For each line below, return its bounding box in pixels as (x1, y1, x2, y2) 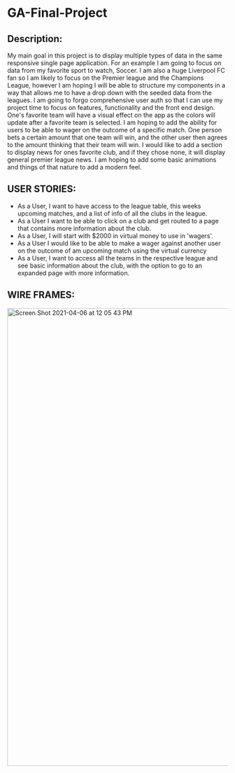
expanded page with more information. (17, 268, 130, 277)
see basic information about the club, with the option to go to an (17, 261, 203, 270)
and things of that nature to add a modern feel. (7, 163, 142, 171)
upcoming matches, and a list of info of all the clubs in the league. (17, 209, 208, 218)
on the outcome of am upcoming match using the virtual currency (17, 246, 207, 255)
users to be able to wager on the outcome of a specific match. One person (7, 126, 222, 134)
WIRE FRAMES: (7, 289, 76, 301)
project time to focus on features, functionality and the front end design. (7, 104, 215, 111)
